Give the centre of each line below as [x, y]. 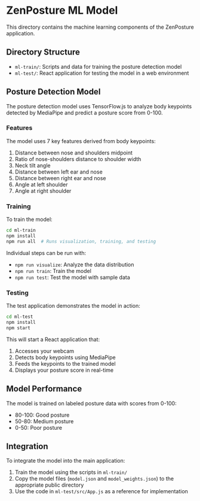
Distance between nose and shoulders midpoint [74, 153]
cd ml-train [21, 230]
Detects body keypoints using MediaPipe [65, 357]
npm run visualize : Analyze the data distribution [74, 265]
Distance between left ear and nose [59, 172]
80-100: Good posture [42, 415]
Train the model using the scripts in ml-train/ [71, 472]
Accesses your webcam [44, 351]
